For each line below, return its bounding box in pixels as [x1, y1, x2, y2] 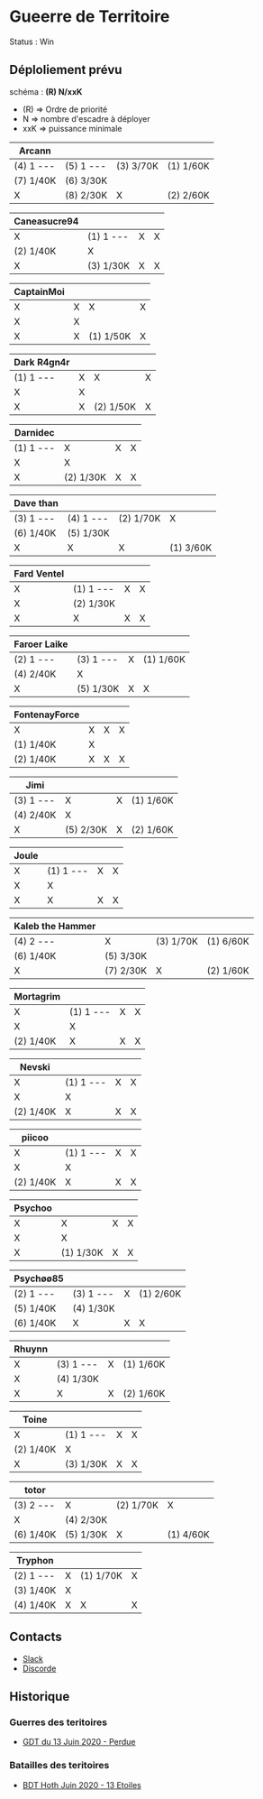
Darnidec [14, 426, 55, 438]
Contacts [9, 1629, 63, 1645]
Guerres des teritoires [9, 1716, 108, 1729]
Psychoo [14, 1202, 52, 1214]
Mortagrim [14, 990, 61, 1002]
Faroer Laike [14, 638, 68, 650]
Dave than [14, 496, 59, 509]
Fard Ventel [14, 567, 65, 579]
